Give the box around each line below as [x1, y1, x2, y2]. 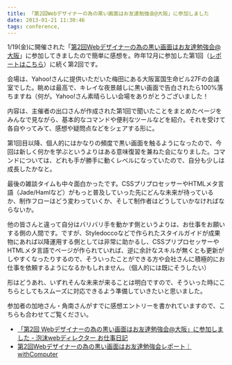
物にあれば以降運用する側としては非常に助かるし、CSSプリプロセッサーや [7, 238, 220, 246]
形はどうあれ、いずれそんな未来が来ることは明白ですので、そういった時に [7, 278, 220, 287]
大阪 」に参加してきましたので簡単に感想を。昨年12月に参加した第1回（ [7, 51, 210, 60]
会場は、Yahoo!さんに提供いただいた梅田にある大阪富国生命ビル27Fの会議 [7, 75, 220, 83]
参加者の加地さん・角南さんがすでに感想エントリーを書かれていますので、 [7, 302, 220, 310]
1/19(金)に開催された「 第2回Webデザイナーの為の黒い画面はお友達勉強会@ [7, 43, 221, 51]
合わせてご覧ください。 [25, 310, 92, 319]
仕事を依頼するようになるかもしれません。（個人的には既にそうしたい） [7, 264, 211, 272]
